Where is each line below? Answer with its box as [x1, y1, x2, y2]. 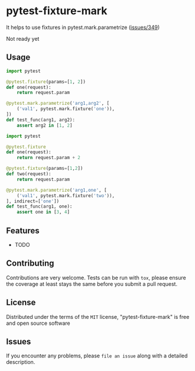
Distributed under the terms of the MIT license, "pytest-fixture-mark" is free [6, 313, 190, 320]
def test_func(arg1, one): [6, 204, 73, 209]
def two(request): [6, 171, 51, 177]
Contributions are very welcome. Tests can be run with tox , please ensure [6, 274, 186, 281]
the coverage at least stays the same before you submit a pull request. [6, 280, 178, 288]
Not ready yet [6, 35, 40, 42]
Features [6, 225, 40, 235]
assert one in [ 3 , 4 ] [17, 209, 70, 215]
